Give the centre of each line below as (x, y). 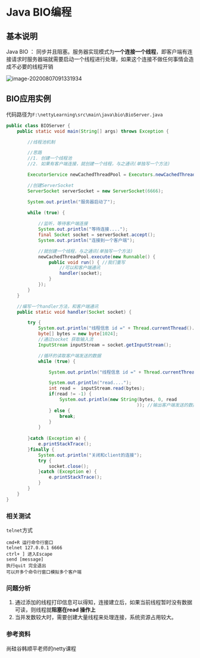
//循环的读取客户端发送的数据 (69, 356)
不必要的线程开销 (32, 67)
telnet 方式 (19, 530)
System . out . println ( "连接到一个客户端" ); (86, 240)
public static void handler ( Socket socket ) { (74, 312)
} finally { (41, 449)
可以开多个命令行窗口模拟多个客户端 (44, 572)
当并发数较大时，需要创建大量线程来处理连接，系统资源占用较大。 (96, 617)
